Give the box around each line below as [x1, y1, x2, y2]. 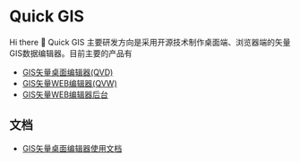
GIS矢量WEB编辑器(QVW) [21, 77, 118, 88]
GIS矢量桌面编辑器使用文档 [21, 142, 123, 153]
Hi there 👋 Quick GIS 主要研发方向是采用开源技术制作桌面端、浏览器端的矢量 [9, 36, 291, 47]
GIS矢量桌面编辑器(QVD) [21, 67, 114, 77]
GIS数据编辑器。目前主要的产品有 [9, 47, 133, 59]
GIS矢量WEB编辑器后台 [21, 89, 109, 100]
